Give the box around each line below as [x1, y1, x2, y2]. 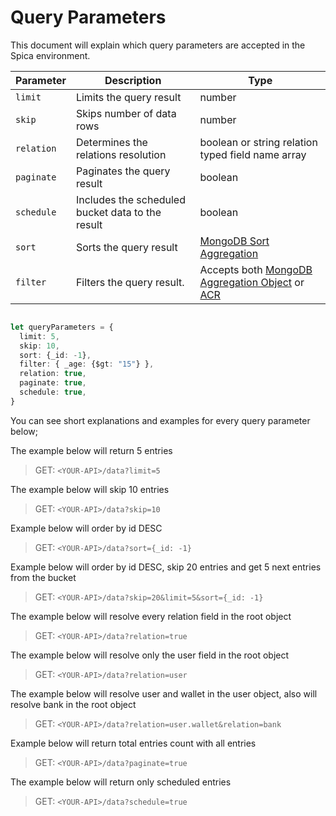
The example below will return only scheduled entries [10, 776, 232, 788]
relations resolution [75, 147, 167, 161]
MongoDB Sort [199, 234, 270, 248]
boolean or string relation [199, 135, 318, 149]
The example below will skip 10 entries [10, 483, 170, 495]
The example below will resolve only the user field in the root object [10, 649, 290, 661]
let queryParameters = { [10, 322, 114, 332]
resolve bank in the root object [10, 698, 137, 710]
